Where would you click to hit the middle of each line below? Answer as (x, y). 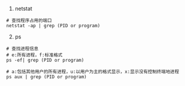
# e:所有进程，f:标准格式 (34, 55)
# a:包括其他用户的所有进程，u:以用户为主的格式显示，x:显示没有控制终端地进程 (93, 72)
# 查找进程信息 (22, 49)
